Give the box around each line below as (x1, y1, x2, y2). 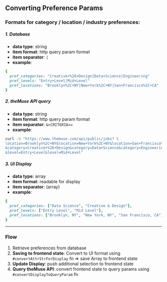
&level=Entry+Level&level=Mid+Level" (5, 150, 83, 155)
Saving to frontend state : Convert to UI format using (12, 250, 121, 256)
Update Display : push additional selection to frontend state (12, 261, 134, 267)
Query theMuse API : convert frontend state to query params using (12, 266, 150, 272)
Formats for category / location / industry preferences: (5, 19, 140, 26)
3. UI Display (5, 161, 32, 167)
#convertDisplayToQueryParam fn (12, 271, 79, 277)
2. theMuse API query (5, 98, 51, 104)
